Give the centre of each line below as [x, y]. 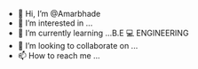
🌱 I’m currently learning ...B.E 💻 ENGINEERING [103, 33]
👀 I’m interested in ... [55, 23]
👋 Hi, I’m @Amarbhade [59, 14]
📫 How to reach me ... [59, 56]
